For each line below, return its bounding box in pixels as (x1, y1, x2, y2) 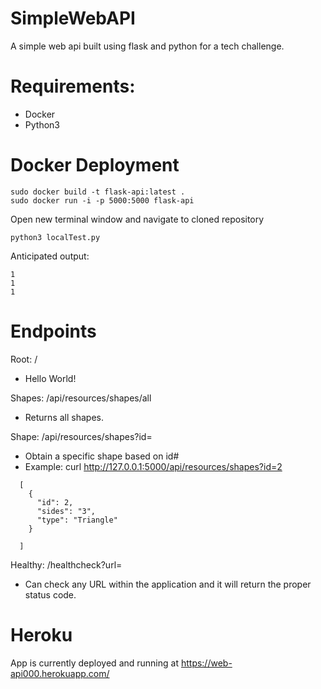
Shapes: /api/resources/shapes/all (10, 392, 152, 404)
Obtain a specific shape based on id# (24, 450, 180, 462)
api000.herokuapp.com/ (10, 667, 110, 679)
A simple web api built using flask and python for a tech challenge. (10, 40, 285, 52)
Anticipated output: (10, 250, 90, 262)
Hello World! (24, 372, 77, 384)
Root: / (10, 353, 38, 365)
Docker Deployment (10, 154, 180, 177)
